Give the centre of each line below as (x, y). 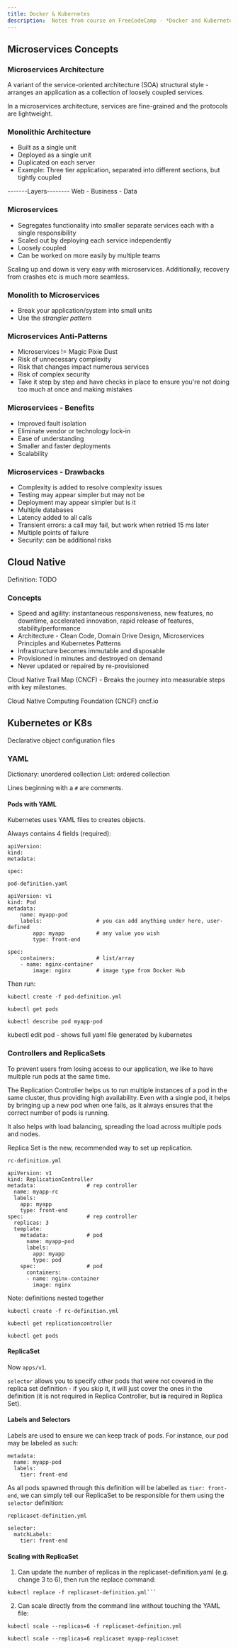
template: (28, 1229)
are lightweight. (30, 113)
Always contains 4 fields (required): (59, 833)
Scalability (33, 453)
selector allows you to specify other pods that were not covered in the (110, 1381)
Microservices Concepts (63, 49)
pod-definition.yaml (38, 884)
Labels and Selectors (39, 1420)
